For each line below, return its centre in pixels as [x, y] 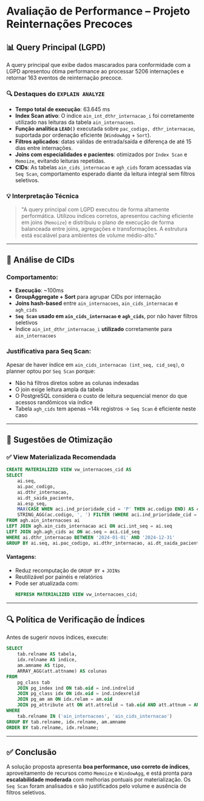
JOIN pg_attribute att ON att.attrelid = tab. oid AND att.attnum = [104, 705]
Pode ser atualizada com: [47, 583]
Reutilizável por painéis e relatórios [59, 577]
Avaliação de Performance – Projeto [98, 11]
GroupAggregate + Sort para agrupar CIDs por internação [88, 297]
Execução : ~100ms [39, 290]
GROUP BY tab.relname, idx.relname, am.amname [66, 722]
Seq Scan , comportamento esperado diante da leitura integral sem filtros [105, 174]
